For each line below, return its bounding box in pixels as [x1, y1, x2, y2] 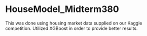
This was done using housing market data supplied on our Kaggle [5, 20, 142, 26]
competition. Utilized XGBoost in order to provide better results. [5, 25, 138, 31]
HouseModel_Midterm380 [5, 3, 119, 15]
